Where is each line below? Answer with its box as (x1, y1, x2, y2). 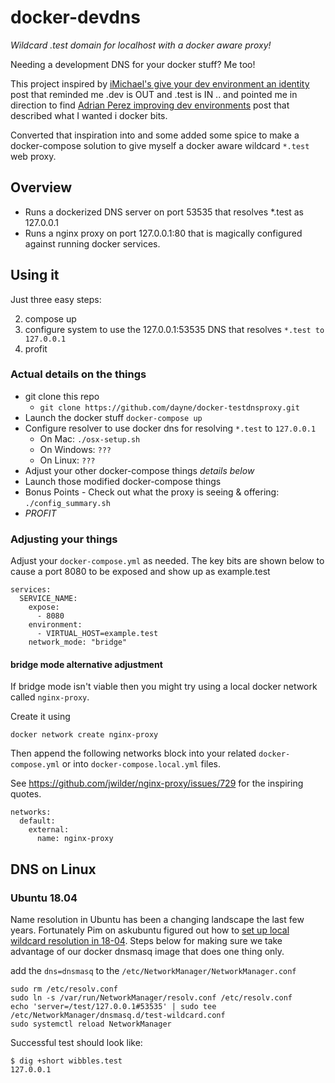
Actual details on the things (10, 367, 147, 381)
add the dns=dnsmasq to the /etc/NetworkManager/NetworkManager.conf (10, 965, 297, 977)
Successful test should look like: (10, 1037, 143, 1049)
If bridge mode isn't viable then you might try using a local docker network (10, 681, 318, 693)
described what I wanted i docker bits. (10, 109, 168, 121)
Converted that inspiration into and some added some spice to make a (10, 129, 300, 141)
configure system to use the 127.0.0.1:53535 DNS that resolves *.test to (24, 323, 325, 335)
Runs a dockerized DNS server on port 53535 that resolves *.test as (24, 206, 304, 218)
